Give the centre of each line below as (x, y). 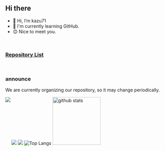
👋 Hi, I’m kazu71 (29, 20)
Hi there (18, 8)
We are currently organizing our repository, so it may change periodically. (82, 90)
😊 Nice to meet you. (34, 31)
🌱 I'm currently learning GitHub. (46, 26)
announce (18, 79)
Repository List (25, 55)
